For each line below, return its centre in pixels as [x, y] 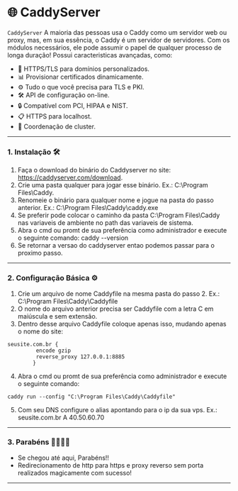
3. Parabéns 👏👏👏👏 [39, 442]
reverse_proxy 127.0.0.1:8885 [80, 357]
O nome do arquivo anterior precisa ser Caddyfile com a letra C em [115, 309]
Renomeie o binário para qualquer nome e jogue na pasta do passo [115, 200]
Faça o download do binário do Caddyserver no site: [94, 170]
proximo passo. [40, 253]
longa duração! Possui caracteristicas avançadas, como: [90, 55]
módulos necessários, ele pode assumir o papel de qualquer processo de [114, 48]
